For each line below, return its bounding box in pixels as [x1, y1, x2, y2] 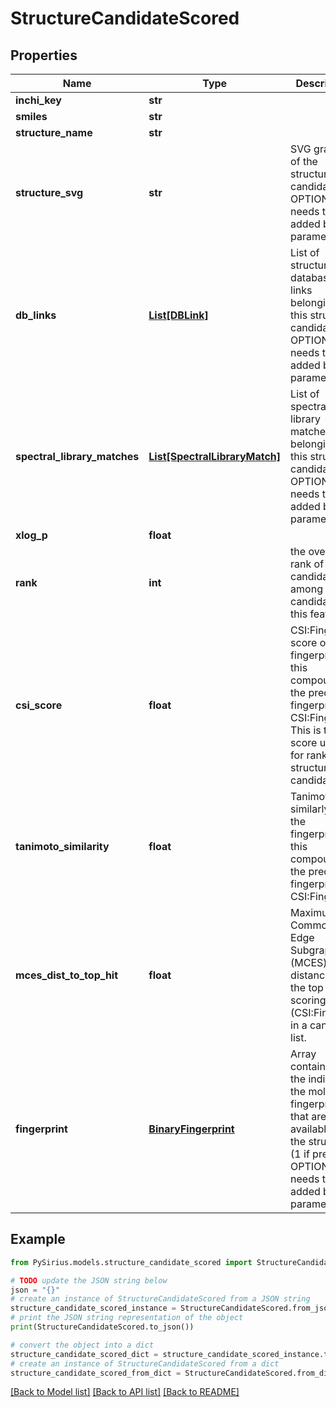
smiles [15, 110, 48, 123]
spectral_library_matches [15, 450, 140, 463]
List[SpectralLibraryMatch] [148, 450, 282, 463]
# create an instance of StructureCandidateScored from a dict [10, 1358, 280, 1369]
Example [10, 1231, 66, 1248]
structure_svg [15, 186, 84, 199]
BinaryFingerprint [148, 1122, 235, 1136]
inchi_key [15, 93, 62, 107]
